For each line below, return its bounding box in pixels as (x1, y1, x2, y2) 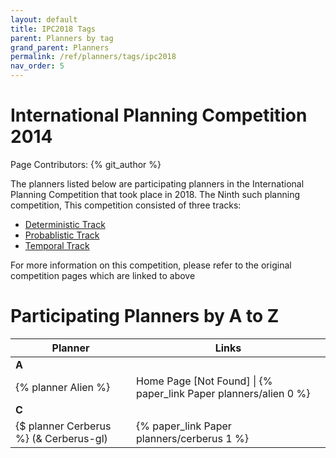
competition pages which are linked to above (10, 269, 196, 281)
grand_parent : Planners (10, 42, 110, 53)
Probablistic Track (24, 229, 100, 241)
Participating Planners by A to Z (10, 305, 280, 328)
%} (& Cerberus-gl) (15, 431, 108, 445)
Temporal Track (24, 239, 90, 251)
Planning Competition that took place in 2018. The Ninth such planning (10, 188, 300, 200)
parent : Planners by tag (10, 33, 114, 43)
